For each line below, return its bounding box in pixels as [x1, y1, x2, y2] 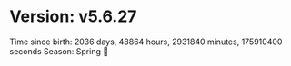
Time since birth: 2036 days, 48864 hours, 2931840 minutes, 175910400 [9, 36, 283, 47]
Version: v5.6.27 [9, 6, 137, 27]
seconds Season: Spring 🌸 [9, 45, 109, 56]
